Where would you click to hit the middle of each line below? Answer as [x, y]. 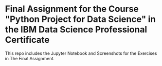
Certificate [27, 40]
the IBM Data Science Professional [76, 30]
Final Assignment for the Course [72, 9]
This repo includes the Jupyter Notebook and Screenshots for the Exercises [81, 53]
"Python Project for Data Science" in [81, 19]
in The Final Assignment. [30, 58]
